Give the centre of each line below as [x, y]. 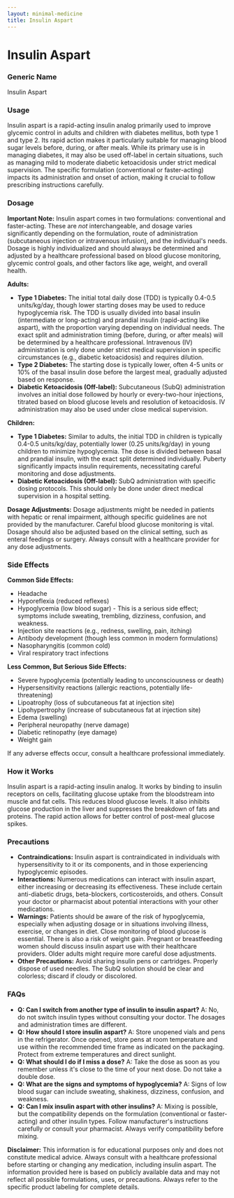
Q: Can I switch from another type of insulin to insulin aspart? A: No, [118, 1010]
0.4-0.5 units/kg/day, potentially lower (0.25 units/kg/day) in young [114, 444]
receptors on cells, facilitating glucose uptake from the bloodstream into [111, 794]
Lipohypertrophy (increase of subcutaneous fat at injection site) [109, 710]
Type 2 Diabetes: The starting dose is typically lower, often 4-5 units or [120, 364]
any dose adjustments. [40, 546]
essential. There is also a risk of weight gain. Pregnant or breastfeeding [120, 939]
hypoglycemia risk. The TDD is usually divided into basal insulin [109, 312]
